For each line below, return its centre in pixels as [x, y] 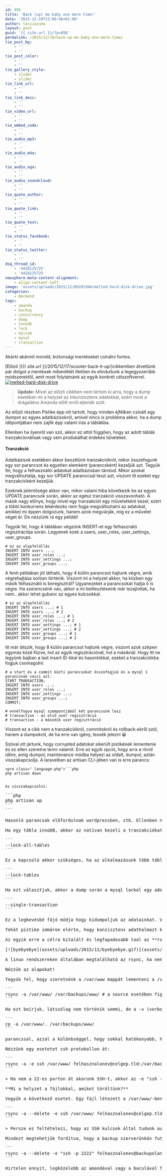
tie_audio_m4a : [21, 153]
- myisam [23, 334]
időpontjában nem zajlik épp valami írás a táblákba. [58, 422]
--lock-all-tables [28, 845]
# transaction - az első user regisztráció [51, 715]
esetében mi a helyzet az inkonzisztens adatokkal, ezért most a [82, 397]
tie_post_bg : [19, 42]
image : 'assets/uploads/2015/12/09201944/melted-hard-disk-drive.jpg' [80, 287]
